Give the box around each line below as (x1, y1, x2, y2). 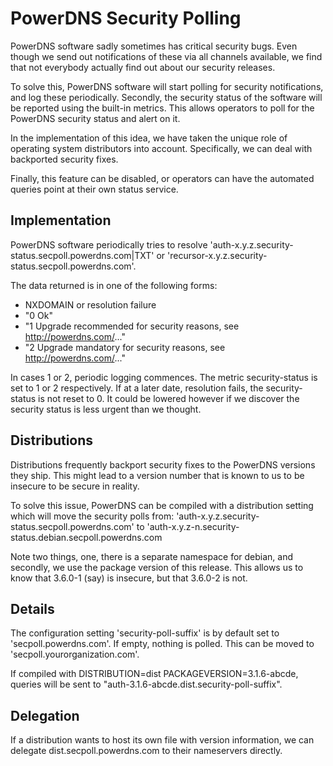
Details (10, 600, 55, 617)
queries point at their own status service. (10, 183, 179, 195)
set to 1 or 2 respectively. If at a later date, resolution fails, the (10, 382, 264, 394)
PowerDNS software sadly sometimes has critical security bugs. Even (10, 40, 298, 52)
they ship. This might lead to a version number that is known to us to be (10, 469, 305, 481)
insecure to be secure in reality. (10, 480, 140, 492)
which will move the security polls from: (10, 510, 175, 522)
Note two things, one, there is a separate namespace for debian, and (10, 550, 294, 562)
